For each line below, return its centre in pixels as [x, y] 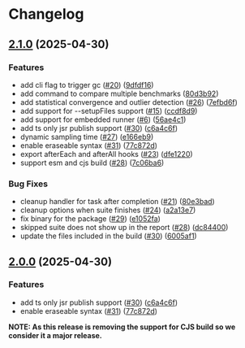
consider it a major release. [56, 335]
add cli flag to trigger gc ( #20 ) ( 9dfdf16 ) [87, 85]
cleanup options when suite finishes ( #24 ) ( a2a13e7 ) [108, 210]
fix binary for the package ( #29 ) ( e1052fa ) [90, 219]
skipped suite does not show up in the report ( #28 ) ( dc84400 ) [124, 228]
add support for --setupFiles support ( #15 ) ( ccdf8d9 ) [109, 111]
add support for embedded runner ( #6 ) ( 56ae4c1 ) [103, 120]
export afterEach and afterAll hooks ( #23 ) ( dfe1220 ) [106, 154]
